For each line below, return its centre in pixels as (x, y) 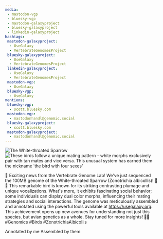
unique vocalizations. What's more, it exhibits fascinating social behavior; (79, 191)
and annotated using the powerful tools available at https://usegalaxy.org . (79, 207)
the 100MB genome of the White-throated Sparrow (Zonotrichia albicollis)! (79, 180)
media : (12, 10)
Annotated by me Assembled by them (43, 232)
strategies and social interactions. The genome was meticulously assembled (81, 201)
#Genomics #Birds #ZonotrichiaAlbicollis (46, 222)
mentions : (15, 100)
